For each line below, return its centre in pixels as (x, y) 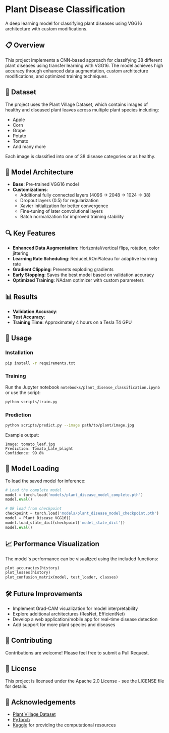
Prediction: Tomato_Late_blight (39, 449)
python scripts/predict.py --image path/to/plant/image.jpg (70, 426)
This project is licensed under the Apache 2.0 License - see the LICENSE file (85, 681)
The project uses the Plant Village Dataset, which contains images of (77, 104)
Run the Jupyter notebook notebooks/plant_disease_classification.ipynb (83, 387)
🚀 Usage (18, 338)
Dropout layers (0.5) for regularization (59, 201)
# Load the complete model (34, 490)
